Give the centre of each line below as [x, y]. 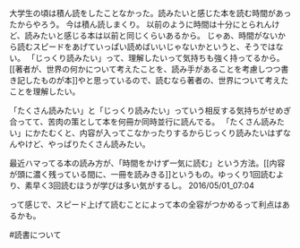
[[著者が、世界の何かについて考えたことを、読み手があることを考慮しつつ [145, 69]
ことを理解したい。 [45, 91]
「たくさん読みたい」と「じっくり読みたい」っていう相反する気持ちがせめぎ [150, 111]
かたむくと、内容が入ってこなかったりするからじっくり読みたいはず [158, 133]
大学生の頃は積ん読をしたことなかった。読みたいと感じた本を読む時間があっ [150, 13]
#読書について [35, 235]
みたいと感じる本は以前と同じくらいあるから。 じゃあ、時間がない [155, 35]
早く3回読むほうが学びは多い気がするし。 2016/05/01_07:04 [144, 185]
